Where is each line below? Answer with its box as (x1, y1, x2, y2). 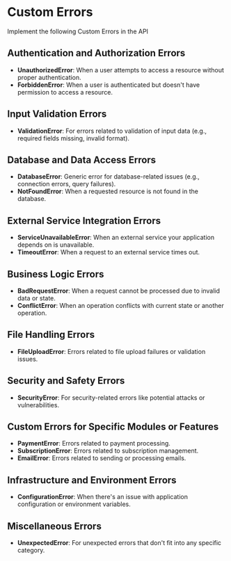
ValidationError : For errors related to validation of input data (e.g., (17, 127, 207, 135)
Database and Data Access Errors (7, 154, 157, 165)
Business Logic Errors (7, 268, 104, 280)
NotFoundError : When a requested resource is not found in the (17, 187, 198, 195)
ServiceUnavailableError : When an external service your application (17, 234, 214, 242)
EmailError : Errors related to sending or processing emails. (17, 454, 186, 462)
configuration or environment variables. (17, 500, 131, 508)
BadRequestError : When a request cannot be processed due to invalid (17, 286, 221, 295)
